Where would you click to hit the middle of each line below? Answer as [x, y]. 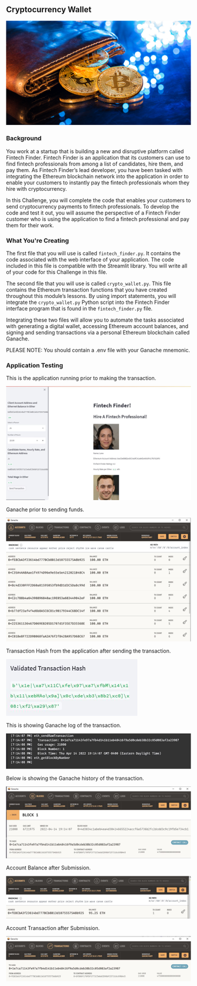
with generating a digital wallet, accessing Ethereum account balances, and [97, 326]
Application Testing [35, 365]
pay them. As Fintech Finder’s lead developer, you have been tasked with [94, 170]
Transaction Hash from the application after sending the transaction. [89, 651]
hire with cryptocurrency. [37, 188]
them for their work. [30, 225]
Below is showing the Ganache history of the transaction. [75, 778]
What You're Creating [38, 240]
